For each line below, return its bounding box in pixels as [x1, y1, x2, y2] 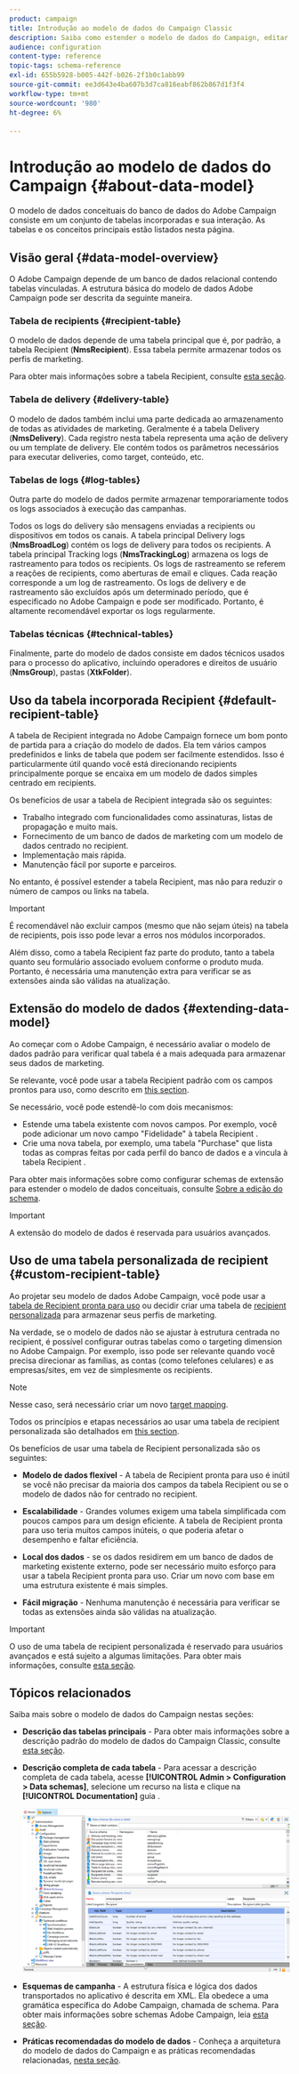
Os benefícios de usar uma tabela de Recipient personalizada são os [9, 1442, 261, 1454]
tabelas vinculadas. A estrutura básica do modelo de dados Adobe [9, 283, 254, 294]
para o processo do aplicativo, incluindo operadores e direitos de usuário [9, 658, 278, 668]
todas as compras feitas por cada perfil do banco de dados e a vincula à [21, 1147, 288, 1158]
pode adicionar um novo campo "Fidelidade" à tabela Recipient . [21, 1128, 258, 1139]
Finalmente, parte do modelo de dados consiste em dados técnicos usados [9, 648, 285, 658]
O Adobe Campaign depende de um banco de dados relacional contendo [9, 274, 278, 284]
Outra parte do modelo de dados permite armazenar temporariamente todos [9, 494, 289, 504]
